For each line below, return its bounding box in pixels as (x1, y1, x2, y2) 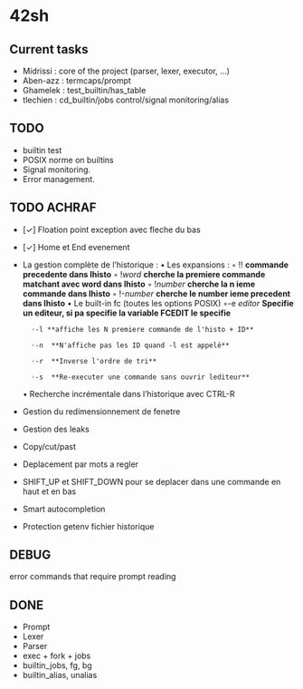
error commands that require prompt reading (9, 571, 176, 582)
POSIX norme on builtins (22, 154, 115, 165)
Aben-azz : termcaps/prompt (22, 75, 131, 86)
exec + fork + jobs (22, 650, 91, 662)
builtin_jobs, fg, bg (22, 660, 92, 671)
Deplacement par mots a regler (22, 459, 138, 470)
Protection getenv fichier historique (22, 520, 155, 531)
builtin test (22, 144, 62, 155)
